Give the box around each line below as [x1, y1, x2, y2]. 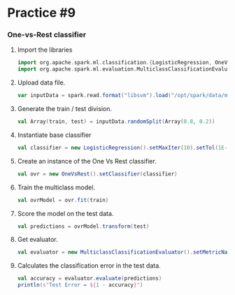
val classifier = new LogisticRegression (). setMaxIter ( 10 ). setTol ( [17, 144, 219, 151]
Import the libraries [17, 45, 73, 54]
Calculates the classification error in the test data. [17, 261, 161, 270]
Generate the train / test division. [17, 105, 112, 113]
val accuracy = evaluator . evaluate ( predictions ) [17, 275, 162, 282]
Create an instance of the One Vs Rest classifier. [17, 157, 157, 165]
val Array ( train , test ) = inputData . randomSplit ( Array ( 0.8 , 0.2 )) [17, 118, 215, 125]
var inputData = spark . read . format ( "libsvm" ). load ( [17, 92, 171, 99]
